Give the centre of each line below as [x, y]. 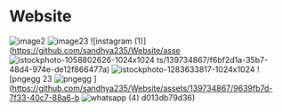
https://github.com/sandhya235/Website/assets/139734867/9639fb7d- [142, 88]
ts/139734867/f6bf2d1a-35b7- [213, 60]
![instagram [111, 41]
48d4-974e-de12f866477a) [60, 69]
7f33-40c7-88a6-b [44, 97]
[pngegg [25, 78]
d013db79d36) [168, 97]
